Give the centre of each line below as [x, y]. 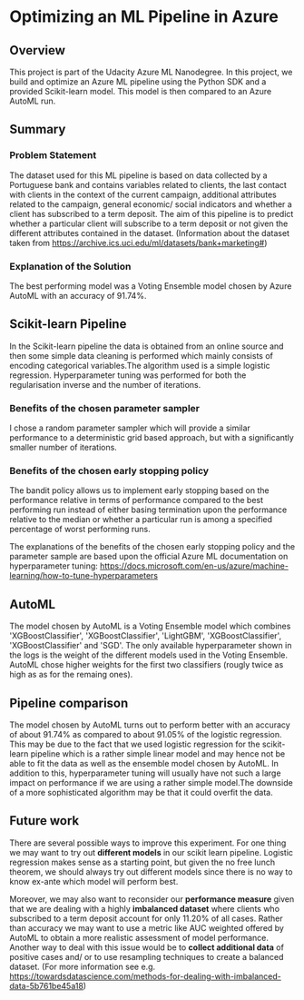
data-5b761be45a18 [47, 985]
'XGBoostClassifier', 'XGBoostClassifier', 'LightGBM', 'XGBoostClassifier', [146, 636]
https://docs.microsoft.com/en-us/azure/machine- [194, 566]
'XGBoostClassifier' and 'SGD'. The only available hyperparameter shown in [151, 646]
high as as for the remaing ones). [71, 675]
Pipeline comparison [69, 703]
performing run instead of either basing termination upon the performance [148, 510]
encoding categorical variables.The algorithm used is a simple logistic [140, 365]
